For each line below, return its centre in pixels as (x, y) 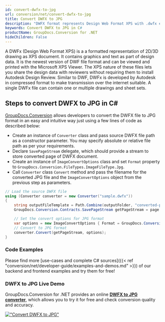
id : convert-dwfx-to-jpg (30, 10)
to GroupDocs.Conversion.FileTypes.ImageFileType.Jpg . (68, 167)
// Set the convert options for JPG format (59, 219)
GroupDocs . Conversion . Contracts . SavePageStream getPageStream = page (87, 210)
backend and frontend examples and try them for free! (60, 271)
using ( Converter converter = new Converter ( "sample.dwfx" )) (69, 196)
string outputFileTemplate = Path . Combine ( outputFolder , (73, 205)
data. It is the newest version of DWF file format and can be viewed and (78, 62)
